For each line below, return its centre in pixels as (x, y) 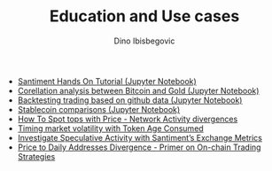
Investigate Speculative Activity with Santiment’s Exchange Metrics (140, 137)
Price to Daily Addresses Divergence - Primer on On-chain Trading (139, 147)
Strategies (36, 156)
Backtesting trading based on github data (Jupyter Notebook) (130, 100)
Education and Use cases (144, 16)
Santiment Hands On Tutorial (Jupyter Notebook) (107, 81)
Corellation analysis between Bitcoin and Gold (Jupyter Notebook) (138, 90)
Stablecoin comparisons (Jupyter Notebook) (99, 109)
